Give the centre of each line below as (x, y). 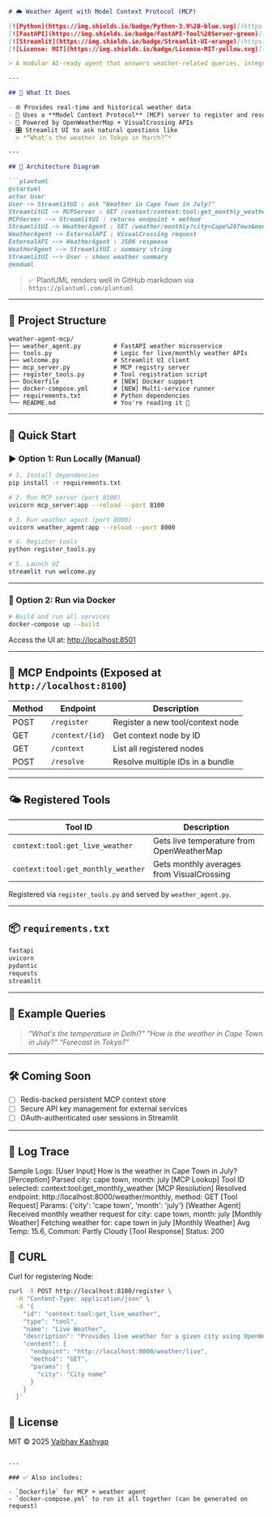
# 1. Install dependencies (54, 476)
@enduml (21, 264)
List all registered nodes (158, 748)
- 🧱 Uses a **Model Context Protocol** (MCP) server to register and (128, 115)
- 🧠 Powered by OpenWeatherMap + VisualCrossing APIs (101, 122)
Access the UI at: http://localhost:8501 (72, 640)
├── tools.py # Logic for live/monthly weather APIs (128, 354)
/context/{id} (78, 735)
